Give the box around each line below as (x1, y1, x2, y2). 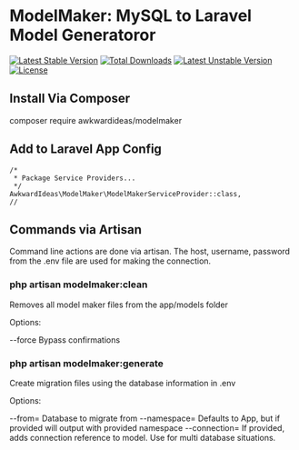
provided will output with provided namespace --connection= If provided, (9, 422, 284, 433)
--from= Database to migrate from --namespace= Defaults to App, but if (9, 413, 280, 424)
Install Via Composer (9, 91, 131, 106)
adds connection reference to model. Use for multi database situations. (9, 432, 276, 443)
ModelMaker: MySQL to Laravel (9, 5, 253, 26)
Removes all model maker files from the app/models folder (9, 299, 229, 310)
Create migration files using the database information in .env (9, 377, 236, 388)
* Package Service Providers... (13, 174, 136, 183)
